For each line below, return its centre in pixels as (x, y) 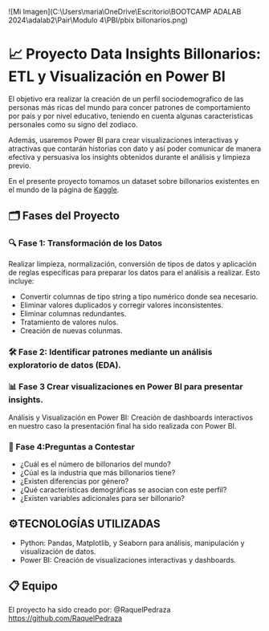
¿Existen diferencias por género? (74, 482)
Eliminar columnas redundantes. (73, 313)
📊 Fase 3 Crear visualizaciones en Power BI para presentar (126, 387)
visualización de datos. (58, 551)
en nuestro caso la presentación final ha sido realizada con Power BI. (122, 425)
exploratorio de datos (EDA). (65, 364)
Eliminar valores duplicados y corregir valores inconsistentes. (121, 305)
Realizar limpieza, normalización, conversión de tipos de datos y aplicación (132, 263)
